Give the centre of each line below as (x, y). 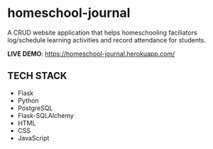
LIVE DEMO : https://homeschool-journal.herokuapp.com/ (91, 54)
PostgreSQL (35, 108)
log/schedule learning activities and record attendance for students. (107, 40)
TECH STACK (37, 76)
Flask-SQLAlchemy (46, 115)
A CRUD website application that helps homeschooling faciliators (102, 32)
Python (28, 100)
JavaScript (33, 138)
